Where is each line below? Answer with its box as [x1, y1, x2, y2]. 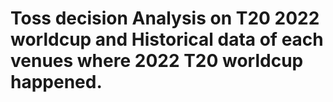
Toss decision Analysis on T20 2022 [10, 7, 320, 30]
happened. [10, 71, 103, 94]
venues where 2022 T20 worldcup [10, 50, 304, 72]
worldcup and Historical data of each [10, 28, 324, 51]
